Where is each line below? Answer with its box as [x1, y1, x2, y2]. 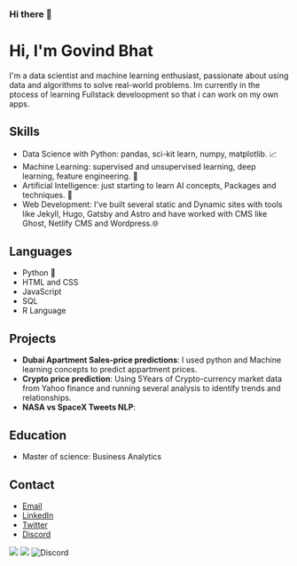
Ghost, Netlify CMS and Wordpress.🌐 [21, 218, 160, 228]
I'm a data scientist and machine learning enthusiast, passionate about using [9, 70, 289, 81]
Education [9, 427, 67, 442]
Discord [21, 529, 51, 539]
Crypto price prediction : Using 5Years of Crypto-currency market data [21, 373, 282, 385]
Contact [9, 477, 55, 492]
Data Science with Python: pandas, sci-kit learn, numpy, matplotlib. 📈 [21, 148, 277, 159]
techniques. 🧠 [21, 189, 73, 200]
